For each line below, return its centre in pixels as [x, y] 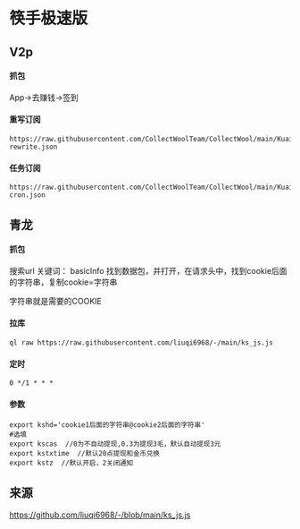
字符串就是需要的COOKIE [56, 301]
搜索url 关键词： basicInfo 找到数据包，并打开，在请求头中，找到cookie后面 [148, 270]
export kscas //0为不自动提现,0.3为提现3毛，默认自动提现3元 [115, 444]
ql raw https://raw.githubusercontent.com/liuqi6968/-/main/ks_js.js [142, 342]
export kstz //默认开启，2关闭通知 [71, 463]
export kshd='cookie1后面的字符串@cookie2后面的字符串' [107, 425]
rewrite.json [33, 147]
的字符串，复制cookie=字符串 [63, 282]
